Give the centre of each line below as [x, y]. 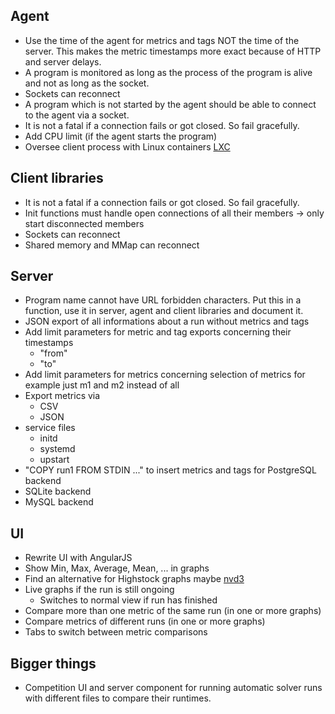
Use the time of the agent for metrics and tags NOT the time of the [162, 40]
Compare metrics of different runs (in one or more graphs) [145, 621]
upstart [54, 460]
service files [50, 428]
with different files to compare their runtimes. [118, 698]
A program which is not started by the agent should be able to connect [170, 104]
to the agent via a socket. [77, 115]
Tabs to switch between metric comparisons [116, 632]
